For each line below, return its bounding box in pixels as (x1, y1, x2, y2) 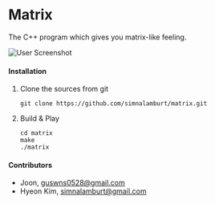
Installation (8, 66, 47, 75)
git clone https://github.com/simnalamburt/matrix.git (19, 100, 208, 108)
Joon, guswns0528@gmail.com (19, 178, 126, 188)
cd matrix (19, 129, 54, 137)
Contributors (8, 160, 53, 169)
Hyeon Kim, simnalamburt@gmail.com (19, 186, 147, 196)
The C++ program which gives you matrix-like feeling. (8, 32, 187, 42)
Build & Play (19, 114, 60, 124)
